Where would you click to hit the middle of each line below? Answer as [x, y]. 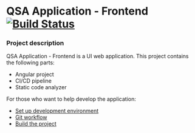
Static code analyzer [41, 87]
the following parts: [30, 63]
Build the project [36, 124]
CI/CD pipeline [33, 81]
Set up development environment [57, 111]
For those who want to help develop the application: [71, 99]
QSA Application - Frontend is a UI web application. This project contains [97, 56]
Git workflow [31, 117]
